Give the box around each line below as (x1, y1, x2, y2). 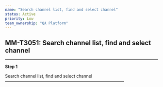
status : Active (5, 12, 36, 17)
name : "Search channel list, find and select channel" (5, 7, 118, 12)
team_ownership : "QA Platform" (5, 20, 68, 26)
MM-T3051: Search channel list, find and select (5, 38, 151, 47)
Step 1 (5, 64, 18, 70)
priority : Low (5, 16, 34, 21)
